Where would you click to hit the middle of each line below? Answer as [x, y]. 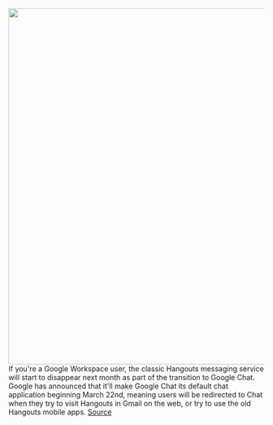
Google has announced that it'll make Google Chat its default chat [119, 386]
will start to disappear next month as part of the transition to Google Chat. [132, 377]
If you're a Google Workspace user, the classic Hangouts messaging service [136, 369]
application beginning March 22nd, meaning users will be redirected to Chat [136, 394]
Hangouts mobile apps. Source [60, 412]
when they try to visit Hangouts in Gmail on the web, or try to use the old [130, 403]
